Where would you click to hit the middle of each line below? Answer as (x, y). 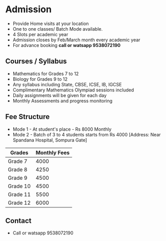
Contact (18, 221)
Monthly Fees (53, 153)
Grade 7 (18, 161)
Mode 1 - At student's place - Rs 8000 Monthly (62, 129)
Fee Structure (28, 117)
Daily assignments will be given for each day (60, 95)
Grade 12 (19, 203)
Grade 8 (18, 170)
